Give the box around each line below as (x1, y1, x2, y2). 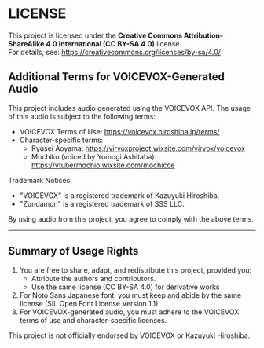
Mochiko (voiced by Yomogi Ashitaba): (31, 152, 157, 161)
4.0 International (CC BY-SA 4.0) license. (46, 38, 182, 48)
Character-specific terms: (19, 135, 104, 145)
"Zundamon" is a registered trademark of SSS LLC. (19, 199, 185, 208)
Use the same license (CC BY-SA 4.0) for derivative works (31, 282, 220, 291)
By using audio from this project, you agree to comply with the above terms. (8, 214, 254, 224)
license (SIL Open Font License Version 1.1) (19, 299, 159, 308)
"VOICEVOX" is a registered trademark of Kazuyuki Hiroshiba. (19, 190, 220, 200)
